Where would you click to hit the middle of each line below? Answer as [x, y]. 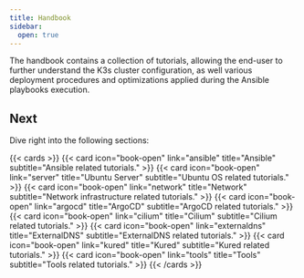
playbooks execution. [50, 90]
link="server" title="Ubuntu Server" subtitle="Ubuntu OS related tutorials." [149, 178]
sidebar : [26, 26]
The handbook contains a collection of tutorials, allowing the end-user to [146, 61]
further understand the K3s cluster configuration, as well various [131, 70]
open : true [38, 35]
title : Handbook [40, 18]
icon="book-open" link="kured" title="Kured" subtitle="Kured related [140, 245]
